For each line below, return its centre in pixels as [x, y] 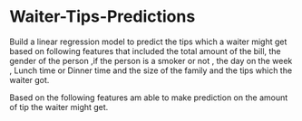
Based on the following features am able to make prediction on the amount [149, 98]
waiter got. [29, 79]
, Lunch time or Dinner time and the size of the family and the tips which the [151, 70]
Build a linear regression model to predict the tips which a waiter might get [148, 42]
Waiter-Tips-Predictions [102, 17]
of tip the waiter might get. [59, 107]
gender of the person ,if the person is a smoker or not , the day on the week [151, 60]
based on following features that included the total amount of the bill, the [145, 51]
